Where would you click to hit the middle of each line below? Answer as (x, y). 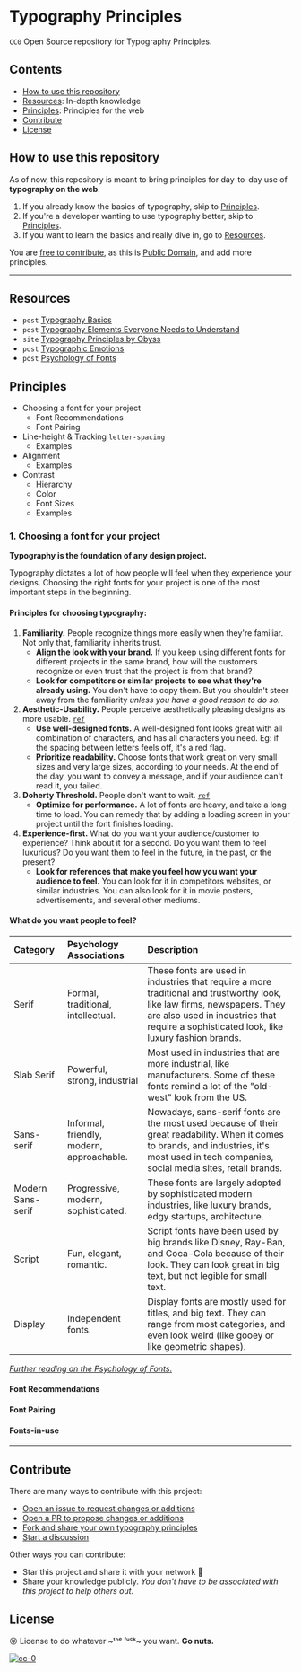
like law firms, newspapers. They (216, 1004)
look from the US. (211, 1097)
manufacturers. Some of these (211, 1075)
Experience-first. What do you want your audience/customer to (141, 833)
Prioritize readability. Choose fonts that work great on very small (156, 757)
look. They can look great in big (213, 1264)
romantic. (87, 1264)
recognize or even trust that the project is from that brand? (144, 671)
